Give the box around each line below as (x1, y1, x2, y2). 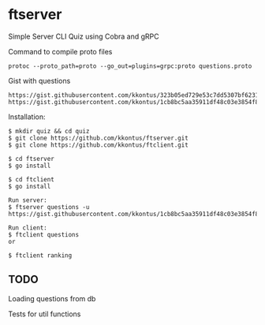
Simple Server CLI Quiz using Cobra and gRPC (8, 32, 159, 41)
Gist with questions (8, 76, 71, 85)
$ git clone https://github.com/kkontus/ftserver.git (8, 134, 189, 142)
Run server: (8, 196, 47, 204)
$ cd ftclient (8, 175, 55, 183)
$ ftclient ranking (8, 251, 73, 260)
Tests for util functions (8, 309, 81, 319)
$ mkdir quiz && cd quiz (8, 127, 90, 135)
